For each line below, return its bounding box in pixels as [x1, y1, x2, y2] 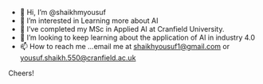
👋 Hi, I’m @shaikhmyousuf [19, 8, 106, 17]
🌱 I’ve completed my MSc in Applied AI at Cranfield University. [19, 25, 225, 33]
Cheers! [8, 68, 34, 78]
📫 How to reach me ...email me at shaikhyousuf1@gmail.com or [19, 42, 230, 51]
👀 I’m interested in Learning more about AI [19, 16, 159, 25]
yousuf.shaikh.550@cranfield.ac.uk [19, 53, 136, 63]
